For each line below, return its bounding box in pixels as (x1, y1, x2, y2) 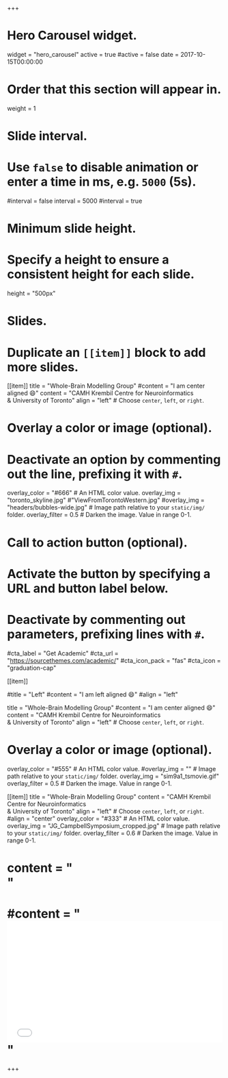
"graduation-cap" (7, 664, 57, 672)
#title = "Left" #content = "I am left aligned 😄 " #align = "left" (7, 690, 179, 699)
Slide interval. (7, 128, 87, 144)
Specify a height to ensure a (7, 252, 169, 268)
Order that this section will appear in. (7, 82, 222, 97)
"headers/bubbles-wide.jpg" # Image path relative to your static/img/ (7, 503, 205, 512)
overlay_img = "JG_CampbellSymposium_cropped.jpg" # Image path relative (7, 821, 220, 829)
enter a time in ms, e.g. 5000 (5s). (7, 174, 197, 190)
